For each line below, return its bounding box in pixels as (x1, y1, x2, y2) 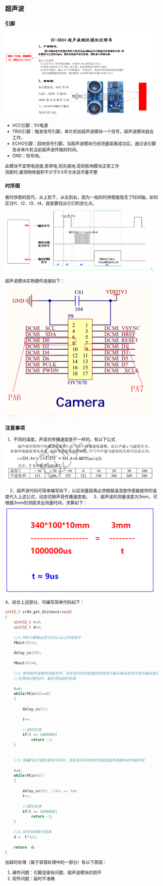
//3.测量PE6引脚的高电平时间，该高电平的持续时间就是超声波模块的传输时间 (14, 758, 145, 763)
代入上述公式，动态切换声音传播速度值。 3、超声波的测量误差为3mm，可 (9, 494, 158, 499)
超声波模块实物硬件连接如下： (5, 278, 65, 284)
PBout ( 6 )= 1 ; (14, 640, 38, 645)
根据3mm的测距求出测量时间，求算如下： (5, 500, 88, 506)
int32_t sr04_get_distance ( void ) (5, 610, 73, 614)
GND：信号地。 (12, 153, 43, 159)
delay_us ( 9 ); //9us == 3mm (22, 789, 77, 794)
